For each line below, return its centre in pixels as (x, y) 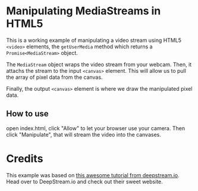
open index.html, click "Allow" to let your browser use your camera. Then (96, 128)
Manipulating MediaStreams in (84, 11)
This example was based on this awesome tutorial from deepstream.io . (93, 175)
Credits (25, 158)
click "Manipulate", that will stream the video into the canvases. (84, 134)
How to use (27, 114)
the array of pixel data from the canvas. (54, 77)
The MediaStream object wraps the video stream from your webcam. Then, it (99, 64)
